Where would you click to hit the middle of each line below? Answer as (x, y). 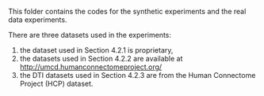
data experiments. (38, 20)
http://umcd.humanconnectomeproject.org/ (91, 67)
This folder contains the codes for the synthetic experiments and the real (127, 11)
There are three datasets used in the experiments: (90, 35)
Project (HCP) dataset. (56, 83)
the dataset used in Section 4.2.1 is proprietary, (96, 50)
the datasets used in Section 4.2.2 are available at (101, 59)
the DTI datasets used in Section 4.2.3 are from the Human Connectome (138, 75)
